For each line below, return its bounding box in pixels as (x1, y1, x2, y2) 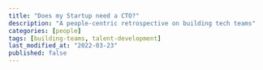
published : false (8, 49, 67, 57)
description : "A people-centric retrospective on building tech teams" (8, 19, 256, 27)
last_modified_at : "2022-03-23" (8, 42, 118, 50)
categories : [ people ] (8, 27, 82, 35)
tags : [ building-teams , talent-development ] (8, 34, 162, 43)
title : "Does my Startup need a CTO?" (8, 11, 140, 20)
